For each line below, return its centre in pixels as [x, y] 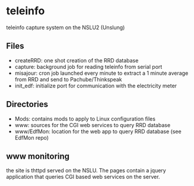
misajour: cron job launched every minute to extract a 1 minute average [101, 73]
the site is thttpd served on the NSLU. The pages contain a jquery [86, 171]
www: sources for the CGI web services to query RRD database [93, 125]
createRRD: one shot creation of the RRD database [77, 60]
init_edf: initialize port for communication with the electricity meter [96, 86]
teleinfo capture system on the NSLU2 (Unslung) [66, 27]
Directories [27, 104]
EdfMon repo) [32, 137]
